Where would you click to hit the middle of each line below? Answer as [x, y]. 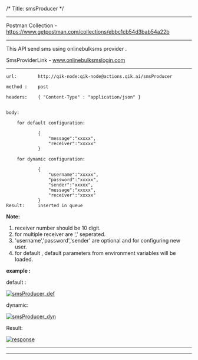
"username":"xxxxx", [73, 175]
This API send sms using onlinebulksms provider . [67, 49]
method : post [27, 87]
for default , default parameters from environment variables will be [95, 253]
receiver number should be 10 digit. [58, 228]
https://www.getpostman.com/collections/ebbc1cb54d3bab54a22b [88, 32]
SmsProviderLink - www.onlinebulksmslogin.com [66, 60]
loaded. [24, 259]
